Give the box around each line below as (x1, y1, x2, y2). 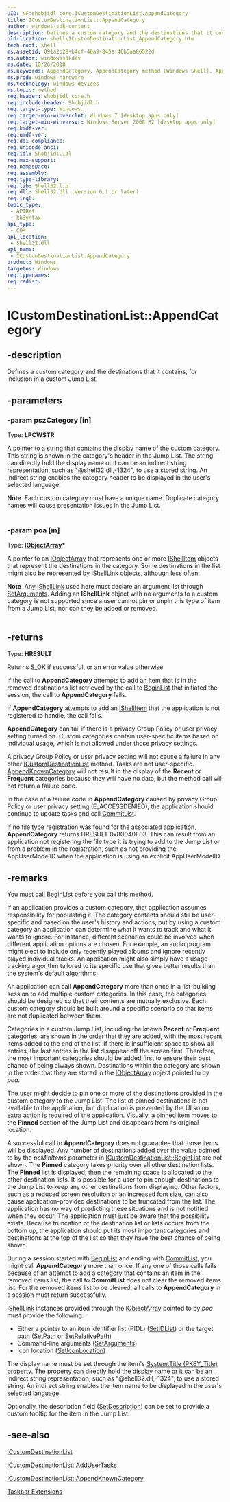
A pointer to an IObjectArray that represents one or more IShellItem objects (7, 554, 219, 563)
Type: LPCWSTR (7, 431, 55, 439)
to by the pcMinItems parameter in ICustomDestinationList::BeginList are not (7, 1153, 222, 1162)
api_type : (7, 220, 36, 227)
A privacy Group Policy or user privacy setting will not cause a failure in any (7, 753, 220, 761)
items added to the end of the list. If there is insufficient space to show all (7, 1039, 214, 1047)
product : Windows (7, 259, 57, 266)
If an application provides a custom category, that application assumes (7, 903, 207, 911)
